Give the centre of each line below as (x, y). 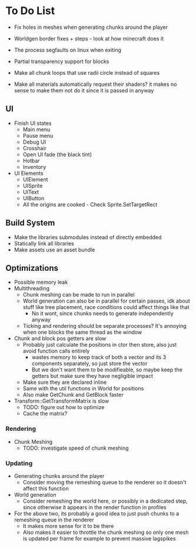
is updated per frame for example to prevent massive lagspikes (99, 538)
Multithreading (32, 288)
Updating (19, 463)
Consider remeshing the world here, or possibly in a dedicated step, (105, 501)
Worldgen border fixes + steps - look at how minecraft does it (89, 38)
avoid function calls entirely (56, 351)
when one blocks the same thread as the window (82, 332)
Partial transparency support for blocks (62, 61)
